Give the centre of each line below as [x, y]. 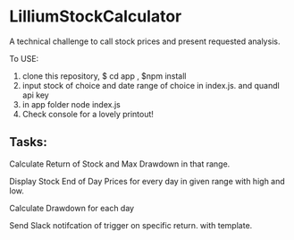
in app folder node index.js [71, 104]
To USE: [24, 58]
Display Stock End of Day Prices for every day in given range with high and [147, 181]
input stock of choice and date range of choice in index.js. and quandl [151, 85]
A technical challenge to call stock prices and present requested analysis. [145, 41]
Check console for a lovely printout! [88, 114]
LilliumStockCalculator [96, 17]
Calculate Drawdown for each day [72, 208]
